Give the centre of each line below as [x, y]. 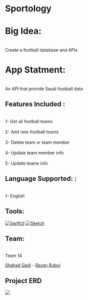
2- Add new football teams [32, 132]
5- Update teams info [26, 163]
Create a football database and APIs [41, 50]
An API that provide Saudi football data [44, 89]
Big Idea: [23, 31]
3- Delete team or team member [37, 142]
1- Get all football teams [29, 121]
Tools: [15, 212]
